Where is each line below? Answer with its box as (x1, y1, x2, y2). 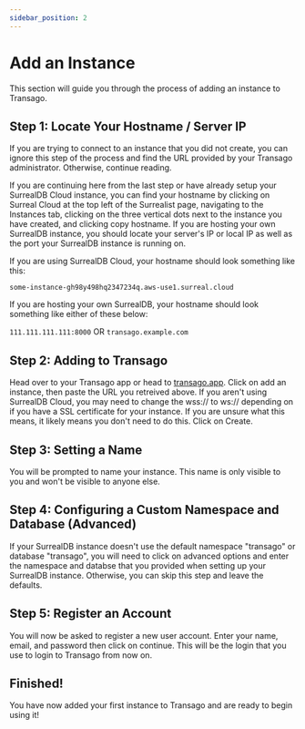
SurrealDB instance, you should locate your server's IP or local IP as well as (9, 229, 293, 240)
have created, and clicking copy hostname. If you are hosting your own (9, 219, 276, 230)
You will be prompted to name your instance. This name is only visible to (9, 467, 281, 477)
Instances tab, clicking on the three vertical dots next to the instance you (9, 209, 282, 220)
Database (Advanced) (9, 517, 137, 532)
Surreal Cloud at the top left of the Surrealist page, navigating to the (9, 200, 264, 210)
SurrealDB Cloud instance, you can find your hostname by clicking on (9, 190, 270, 200)
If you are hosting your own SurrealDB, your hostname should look (9, 299, 259, 310)
